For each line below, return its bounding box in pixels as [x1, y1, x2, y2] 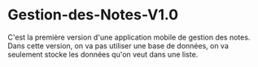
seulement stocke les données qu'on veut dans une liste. [7, 49, 199, 59]
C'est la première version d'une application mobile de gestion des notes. [7, 32, 251, 42]
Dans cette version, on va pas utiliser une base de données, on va [7, 40, 230, 50]
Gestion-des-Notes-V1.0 [7, 6, 179, 24]
